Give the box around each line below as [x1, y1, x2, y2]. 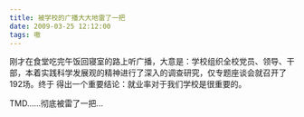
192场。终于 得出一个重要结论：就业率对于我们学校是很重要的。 [9, 79, 247, 90]
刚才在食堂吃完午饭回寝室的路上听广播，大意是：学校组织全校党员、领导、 [9, 56, 287, 67]
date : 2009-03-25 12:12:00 [9, 22, 111, 31]
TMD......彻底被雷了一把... [9, 98, 104, 109]
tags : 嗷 [9, 30, 41, 39]
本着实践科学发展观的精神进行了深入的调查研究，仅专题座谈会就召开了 [24, 67, 287, 78]
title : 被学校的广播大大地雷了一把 [9, 13, 126, 23]
